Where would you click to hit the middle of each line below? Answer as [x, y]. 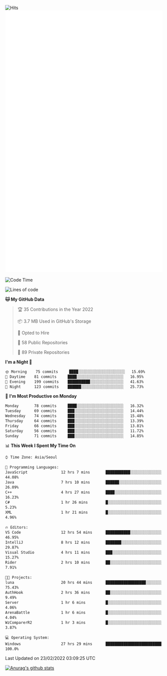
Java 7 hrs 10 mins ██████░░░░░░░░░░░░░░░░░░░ [83, 483]
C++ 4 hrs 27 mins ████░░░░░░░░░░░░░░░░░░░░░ [83, 493]
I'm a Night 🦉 [19, 362]
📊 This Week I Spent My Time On [40, 445]
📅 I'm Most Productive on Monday [41, 396]
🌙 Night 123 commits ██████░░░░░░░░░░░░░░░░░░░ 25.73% [74, 387]
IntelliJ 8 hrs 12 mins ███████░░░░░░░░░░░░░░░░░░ [83, 543]
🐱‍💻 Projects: [19, 578]
